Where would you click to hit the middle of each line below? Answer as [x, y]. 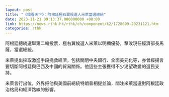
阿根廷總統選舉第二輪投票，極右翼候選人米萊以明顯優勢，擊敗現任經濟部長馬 [84, 43]
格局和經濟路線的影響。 [34, 89]
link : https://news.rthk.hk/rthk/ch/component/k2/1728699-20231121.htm [82, 24]
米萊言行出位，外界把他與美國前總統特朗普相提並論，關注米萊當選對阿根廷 [82, 83]
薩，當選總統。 [21, 49]
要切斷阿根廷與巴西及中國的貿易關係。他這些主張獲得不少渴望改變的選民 [80, 66]
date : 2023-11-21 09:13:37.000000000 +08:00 [53, 19]
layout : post [19, 10]
